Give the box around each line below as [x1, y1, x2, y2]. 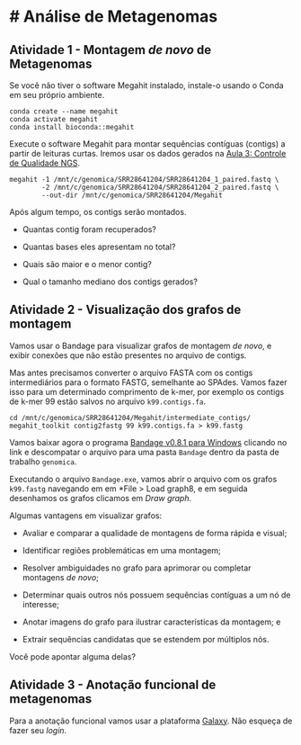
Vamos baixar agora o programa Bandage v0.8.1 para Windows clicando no [9, 436, 288, 447]
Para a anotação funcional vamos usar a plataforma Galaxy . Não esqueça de [9, 715, 293, 726]
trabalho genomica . [9, 456, 77, 467]
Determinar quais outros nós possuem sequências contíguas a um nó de [22, 589, 291, 600]
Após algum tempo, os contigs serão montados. [9, 207, 187, 217]
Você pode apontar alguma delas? [9, 651, 137, 662]
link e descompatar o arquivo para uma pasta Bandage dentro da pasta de [9, 446, 280, 457]
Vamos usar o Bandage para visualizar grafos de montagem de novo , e [9, 340, 272, 351]
